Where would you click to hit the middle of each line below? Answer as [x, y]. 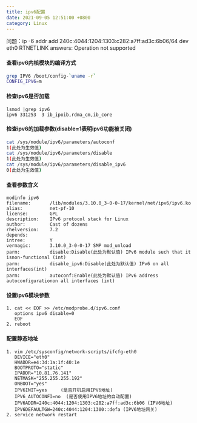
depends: [17, 235]
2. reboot [19, 324]
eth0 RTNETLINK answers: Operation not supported [71, 48]
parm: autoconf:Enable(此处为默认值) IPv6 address [82, 276]
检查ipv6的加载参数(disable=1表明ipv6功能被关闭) [69, 129]
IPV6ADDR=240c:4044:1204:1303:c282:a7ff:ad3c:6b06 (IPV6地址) [93, 403]
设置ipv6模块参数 [28, 295]
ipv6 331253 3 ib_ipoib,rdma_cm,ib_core [59, 115]
